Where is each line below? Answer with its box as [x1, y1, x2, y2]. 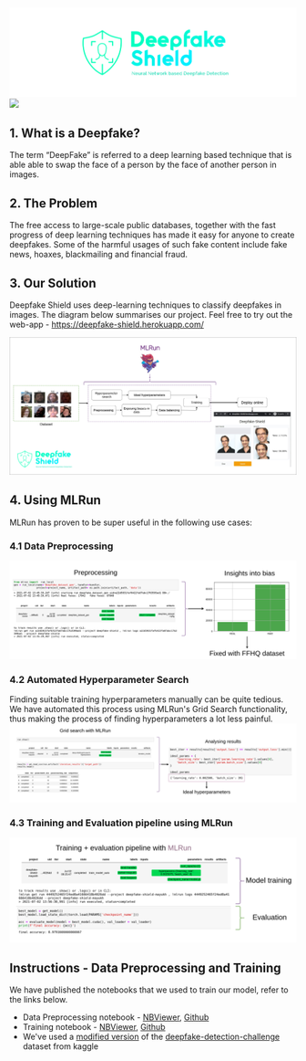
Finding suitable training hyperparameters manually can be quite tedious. [9, 693, 284, 705]
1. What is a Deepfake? [9, 126, 141, 142]
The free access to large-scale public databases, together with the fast [9, 220, 276, 231]
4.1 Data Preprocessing [9, 540, 114, 552]
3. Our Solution [9, 275, 97, 290]
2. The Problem [9, 195, 98, 211]
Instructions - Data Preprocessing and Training [9, 960, 281, 975]
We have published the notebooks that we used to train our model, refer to [9, 984, 289, 995]
